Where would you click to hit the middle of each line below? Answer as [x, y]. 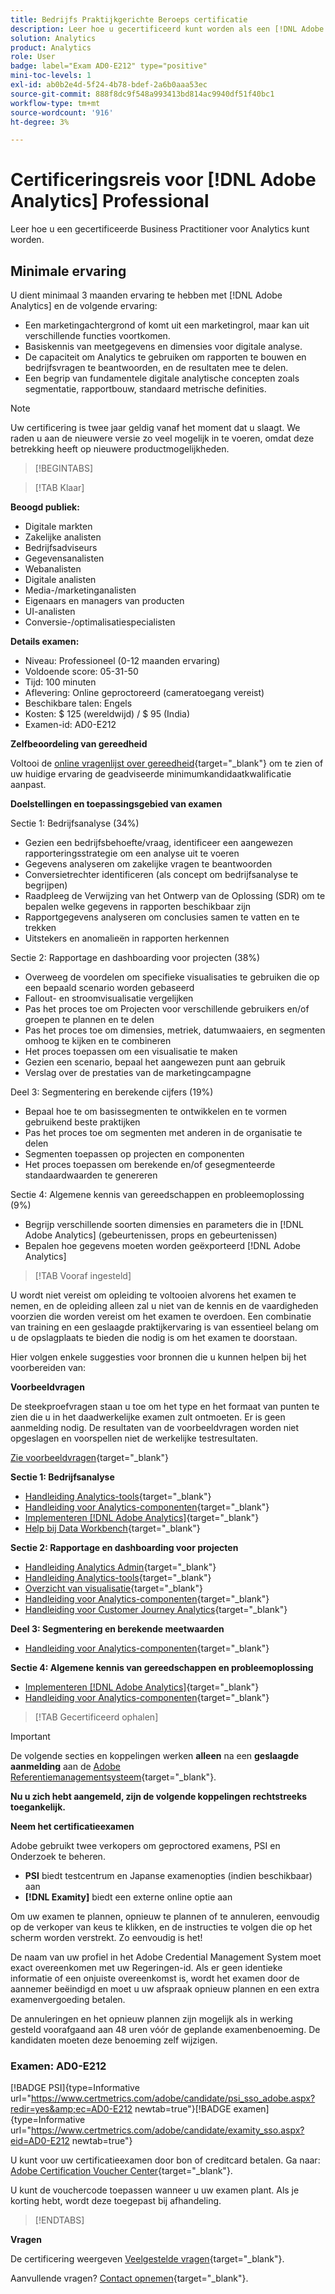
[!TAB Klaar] [59, 487]
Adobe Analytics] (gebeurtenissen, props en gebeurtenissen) [151, 1235]
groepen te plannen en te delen [89, 1019]
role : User [33, 57]
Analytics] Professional [110, 201]
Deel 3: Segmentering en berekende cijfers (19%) [112, 1092]
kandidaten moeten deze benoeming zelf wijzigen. [114, 2040]
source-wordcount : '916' [62, 112]
